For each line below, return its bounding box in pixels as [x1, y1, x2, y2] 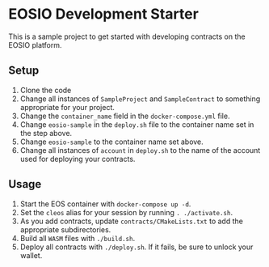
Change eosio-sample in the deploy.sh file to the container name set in [19, 119, 254, 129]
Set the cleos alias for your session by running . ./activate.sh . [19, 207, 233, 217]
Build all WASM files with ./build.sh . [19, 233, 136, 243]
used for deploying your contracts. [19, 154, 136, 163]
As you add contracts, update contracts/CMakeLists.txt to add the [19, 216, 244, 226]
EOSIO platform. [8, 40, 62, 49]
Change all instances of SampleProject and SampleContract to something [19, 94, 261, 104]
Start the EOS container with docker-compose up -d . [19, 199, 191, 209]
